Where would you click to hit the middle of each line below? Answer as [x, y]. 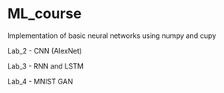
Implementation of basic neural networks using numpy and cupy [112, 35]
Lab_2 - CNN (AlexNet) [45, 50]
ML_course [45, 14]
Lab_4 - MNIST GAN [40, 81]
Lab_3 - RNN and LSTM [46, 66]
